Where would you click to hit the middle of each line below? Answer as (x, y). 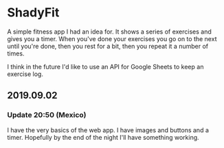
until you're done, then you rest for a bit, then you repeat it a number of (108, 46)
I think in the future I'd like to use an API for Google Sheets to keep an (105, 66)
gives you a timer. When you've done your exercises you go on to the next (112, 38)
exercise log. (25, 74)
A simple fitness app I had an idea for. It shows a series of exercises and (109, 32)
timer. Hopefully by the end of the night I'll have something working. (103, 137)
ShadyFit (33, 13)
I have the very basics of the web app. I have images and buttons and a (108, 130)
